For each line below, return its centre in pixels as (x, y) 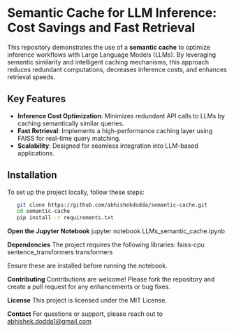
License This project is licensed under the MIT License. (87, 300)
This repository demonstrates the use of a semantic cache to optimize (109, 47)
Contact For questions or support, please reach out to (85, 314)
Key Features (37, 99)
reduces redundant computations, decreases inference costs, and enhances (117, 69)
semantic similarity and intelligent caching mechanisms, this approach (108, 62)
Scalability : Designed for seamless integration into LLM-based (108, 146)
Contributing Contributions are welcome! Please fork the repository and (111, 279)
